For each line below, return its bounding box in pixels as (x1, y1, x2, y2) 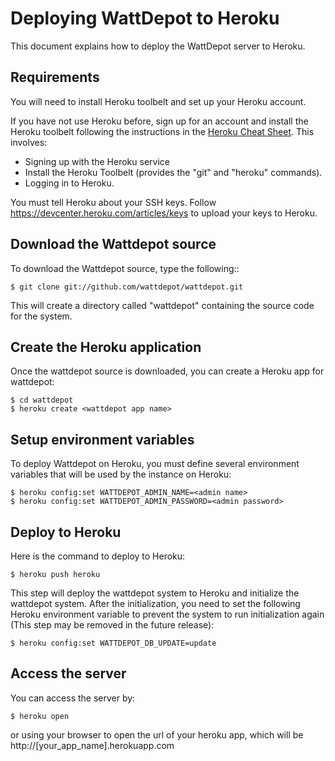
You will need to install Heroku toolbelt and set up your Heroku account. (10, 95, 307, 107)
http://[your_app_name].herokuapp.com (10, 739, 175, 751)
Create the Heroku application (10, 338, 202, 356)
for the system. (10, 310, 73, 322)
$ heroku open (10, 711, 70, 721)
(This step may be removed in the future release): (10, 619, 215, 631)
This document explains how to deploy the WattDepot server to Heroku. (10, 40, 306, 52)
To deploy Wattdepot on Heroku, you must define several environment (10, 458, 300, 470)
